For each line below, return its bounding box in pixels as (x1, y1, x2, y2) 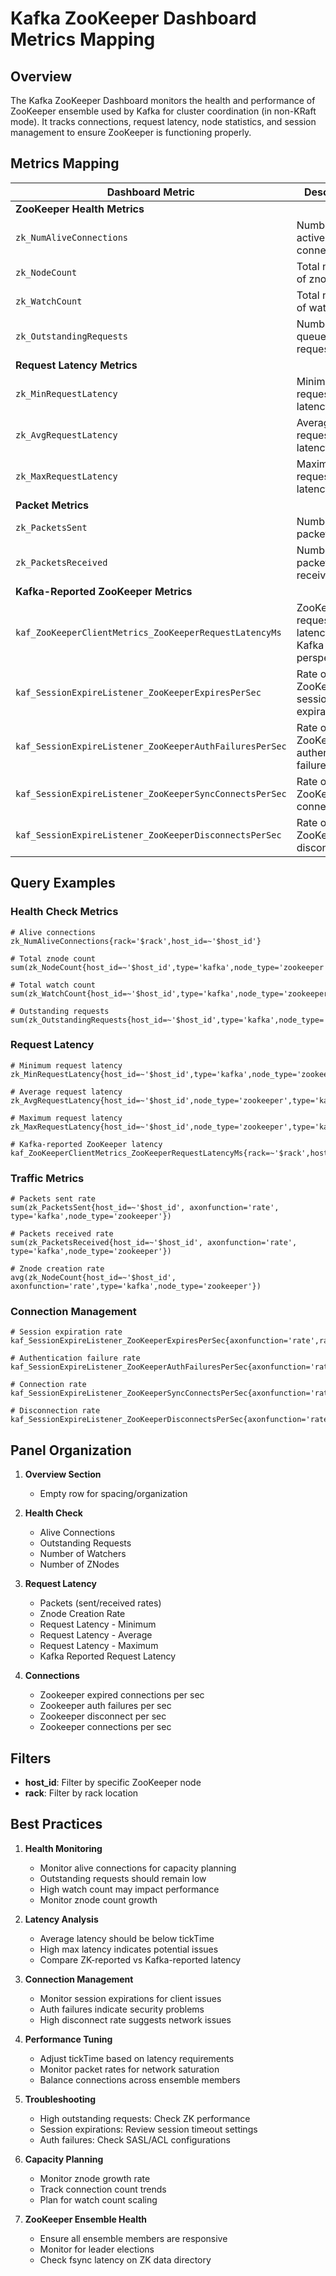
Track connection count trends (39, 2183, 167, 2195)
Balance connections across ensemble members (39, 2073, 241, 2086)
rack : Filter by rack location (24, 1787, 139, 1799)
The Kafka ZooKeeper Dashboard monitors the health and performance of (10, 95, 316, 106)
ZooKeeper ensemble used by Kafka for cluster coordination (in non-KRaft (10, 105, 317, 117)
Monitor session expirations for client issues (39, 1992, 222, 2004)
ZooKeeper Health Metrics (15, 202, 145, 216)
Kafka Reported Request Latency (39, 1650, 177, 1662)
